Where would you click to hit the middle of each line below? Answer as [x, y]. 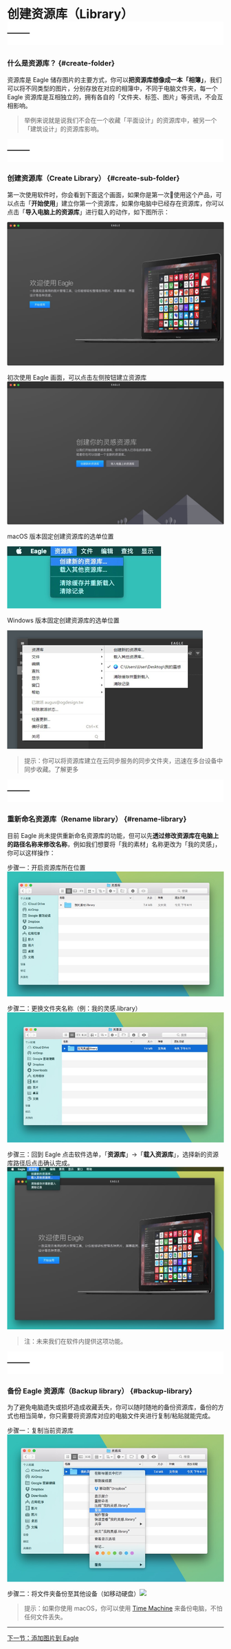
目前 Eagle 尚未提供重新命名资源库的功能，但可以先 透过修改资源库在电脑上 [113, 835]
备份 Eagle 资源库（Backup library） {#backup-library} [100, 1391]
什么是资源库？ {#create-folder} [61, 63]
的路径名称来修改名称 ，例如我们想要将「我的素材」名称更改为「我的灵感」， [114, 844]
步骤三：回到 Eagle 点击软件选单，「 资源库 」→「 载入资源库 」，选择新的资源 [113, 1154]
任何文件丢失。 [45, 1617]
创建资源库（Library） [70, 14]
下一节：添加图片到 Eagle [43, 1638]
